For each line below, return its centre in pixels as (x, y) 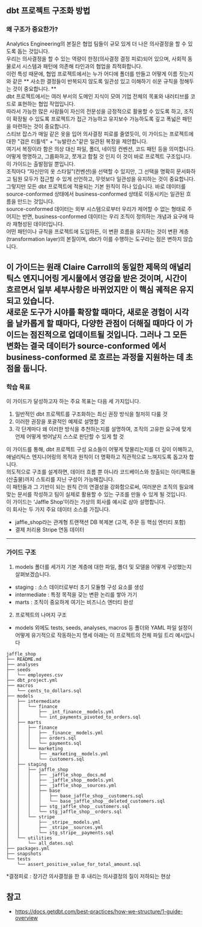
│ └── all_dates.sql (40, 843)
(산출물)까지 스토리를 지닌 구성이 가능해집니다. (60, 479)
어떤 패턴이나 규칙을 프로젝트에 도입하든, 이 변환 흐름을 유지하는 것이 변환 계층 (98, 231)
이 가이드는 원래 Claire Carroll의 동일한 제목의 (87, 267)
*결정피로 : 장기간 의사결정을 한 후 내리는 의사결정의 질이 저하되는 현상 (88, 876)
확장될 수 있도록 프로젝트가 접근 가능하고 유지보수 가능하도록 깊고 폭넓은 (97, 118)
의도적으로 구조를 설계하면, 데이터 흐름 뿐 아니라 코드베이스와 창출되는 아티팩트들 (101, 472)
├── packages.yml (28, 848)
